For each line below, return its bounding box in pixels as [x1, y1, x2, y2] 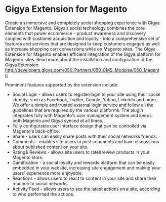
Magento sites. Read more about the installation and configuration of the [5, 56, 153, 62]
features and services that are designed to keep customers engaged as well [5, 40, 160, 46]
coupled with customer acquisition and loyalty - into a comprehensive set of [5, 36, 160, 41]
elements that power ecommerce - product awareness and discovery [5, 30, 146, 36]
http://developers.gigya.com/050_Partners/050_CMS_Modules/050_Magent [5, 67, 160, 73]
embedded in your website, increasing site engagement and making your [12, 164, 161, 171]
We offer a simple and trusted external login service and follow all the [12, 102, 154, 108]
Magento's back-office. [12, 128, 60, 134]
